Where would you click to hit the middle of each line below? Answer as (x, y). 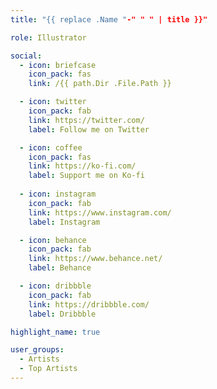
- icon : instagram (58, 194)
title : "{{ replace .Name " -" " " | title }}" (109, 19)
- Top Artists (48, 369)
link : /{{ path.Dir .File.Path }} (100, 84)
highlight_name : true (55, 332)
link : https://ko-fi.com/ (82, 166)
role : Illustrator (48, 37)
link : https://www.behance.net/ (95, 259)
